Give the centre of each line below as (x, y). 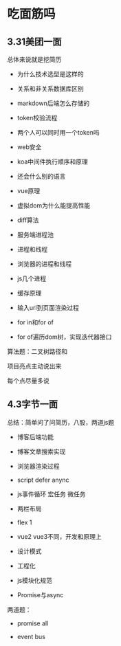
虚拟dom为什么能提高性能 (54, 205)
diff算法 (28, 220)
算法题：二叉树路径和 (37, 352)
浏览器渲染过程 (38, 466)
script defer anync (43, 480)
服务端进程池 (35, 235)
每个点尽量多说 (28, 381)
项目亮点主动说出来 (34, 366)
